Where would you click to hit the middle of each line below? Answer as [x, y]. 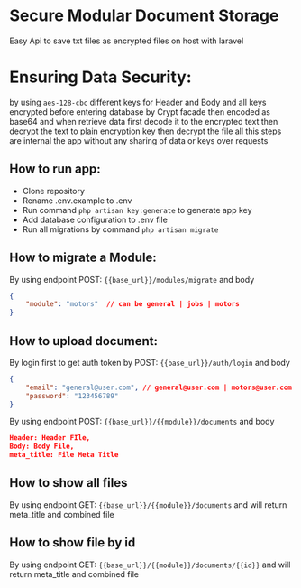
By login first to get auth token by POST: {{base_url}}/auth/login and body [150, 362]
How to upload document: [83, 341]
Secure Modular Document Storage [144, 16]
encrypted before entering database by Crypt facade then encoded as [140, 112]
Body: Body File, [42, 447]
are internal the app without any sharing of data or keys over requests [139, 140]
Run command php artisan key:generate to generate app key [137, 210]
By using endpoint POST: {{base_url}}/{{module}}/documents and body [142, 422]
